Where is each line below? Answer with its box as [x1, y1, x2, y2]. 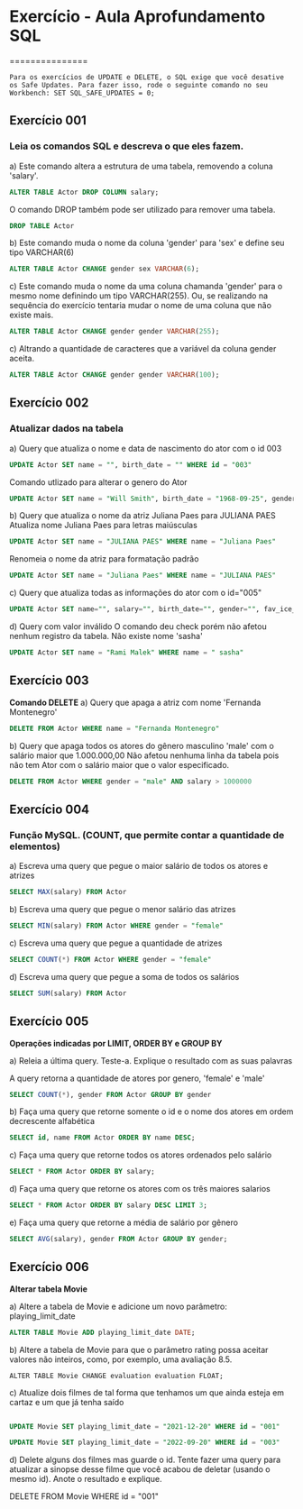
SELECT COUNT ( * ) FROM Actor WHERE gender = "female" [9, 955, 212, 964]
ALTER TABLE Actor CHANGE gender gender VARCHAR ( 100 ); [9, 370, 220, 380]
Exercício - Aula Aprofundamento [9, 6, 266, 27]
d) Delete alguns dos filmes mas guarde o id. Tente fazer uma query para [9, 1454, 281, 1466]
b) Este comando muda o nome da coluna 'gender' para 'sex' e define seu [9, 237, 285, 249]
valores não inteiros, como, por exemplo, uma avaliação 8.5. [9, 1354, 233, 1365]
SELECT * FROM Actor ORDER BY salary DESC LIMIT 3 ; [9, 1201, 207, 1210]
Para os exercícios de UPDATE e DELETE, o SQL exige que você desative [9, 72, 284, 82]
